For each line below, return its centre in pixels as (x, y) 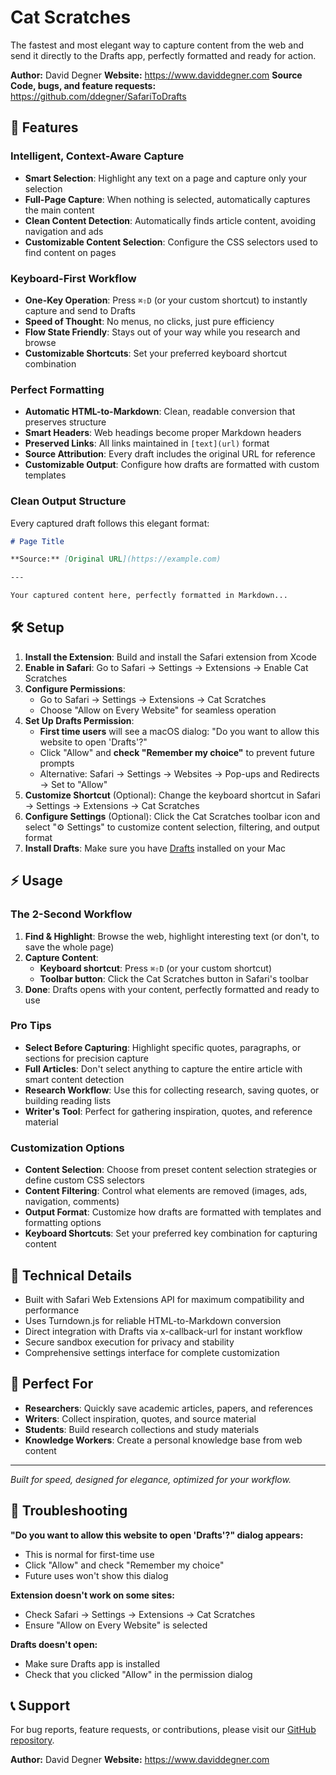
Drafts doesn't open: (54, 1644)
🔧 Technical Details (71, 1275)
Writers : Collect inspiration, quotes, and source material (140, 1418)
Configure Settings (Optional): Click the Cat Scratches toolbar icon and (172, 816)
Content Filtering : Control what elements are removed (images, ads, (166, 1191)
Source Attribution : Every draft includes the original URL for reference (170, 454)
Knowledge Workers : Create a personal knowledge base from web (163, 1440)
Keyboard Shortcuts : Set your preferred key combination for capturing (171, 1233)
